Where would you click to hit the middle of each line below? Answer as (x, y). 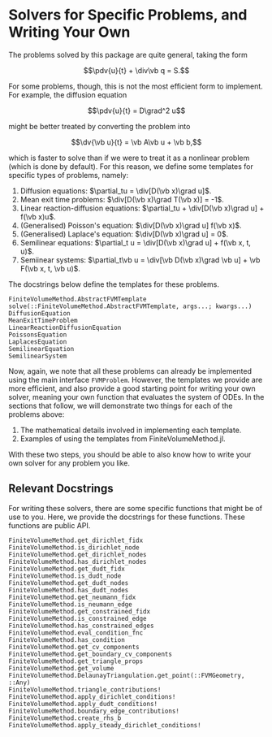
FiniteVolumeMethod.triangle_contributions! (85, 689)
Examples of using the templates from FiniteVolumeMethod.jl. (123, 438)
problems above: (37, 414)
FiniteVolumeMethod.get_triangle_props (76, 661)
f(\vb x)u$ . (38, 216)
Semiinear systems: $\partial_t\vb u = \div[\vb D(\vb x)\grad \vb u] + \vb (140, 260)
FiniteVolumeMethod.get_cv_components (74, 647)
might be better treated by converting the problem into (99, 126)
